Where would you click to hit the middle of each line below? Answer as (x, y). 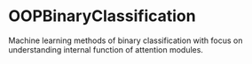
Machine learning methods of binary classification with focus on (126, 40)
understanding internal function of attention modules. (106, 49)
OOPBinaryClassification (102, 16)
